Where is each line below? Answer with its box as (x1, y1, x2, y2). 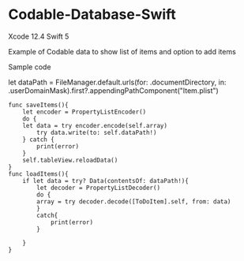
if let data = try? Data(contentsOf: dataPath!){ (22, 177, 190, 185)
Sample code (8, 62, 51, 72)
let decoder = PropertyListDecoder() (36, 184, 160, 192)
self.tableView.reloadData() (22, 156, 118, 164)
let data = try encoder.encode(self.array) (22, 121, 168, 129)
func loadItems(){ (8, 170, 69, 178)
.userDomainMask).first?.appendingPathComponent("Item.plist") (8, 85, 219, 95)
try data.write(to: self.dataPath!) (36, 129, 157, 136)
